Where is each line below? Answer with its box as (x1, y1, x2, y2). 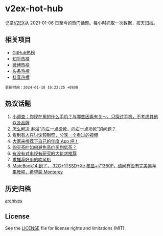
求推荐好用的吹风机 (12, 156, 51, 162)
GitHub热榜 (12, 50, 35, 56)
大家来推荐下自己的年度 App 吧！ (12, 138, 79, 144)
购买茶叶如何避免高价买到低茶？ (12, 144, 77, 150)
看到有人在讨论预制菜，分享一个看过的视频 (12, 132, 98, 138)
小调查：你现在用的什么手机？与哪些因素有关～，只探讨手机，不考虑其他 (12, 114, 158, 119)
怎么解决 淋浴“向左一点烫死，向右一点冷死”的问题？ (12, 126, 116, 132)
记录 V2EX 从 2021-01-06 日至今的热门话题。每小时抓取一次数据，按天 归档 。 (5, 20, 158, 26)
